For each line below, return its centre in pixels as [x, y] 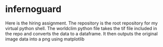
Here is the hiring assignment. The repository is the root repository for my [81, 23]
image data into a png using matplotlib [45, 39]
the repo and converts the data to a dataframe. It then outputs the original [81, 33]
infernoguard [33, 9]
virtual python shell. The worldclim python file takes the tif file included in [81, 28]
